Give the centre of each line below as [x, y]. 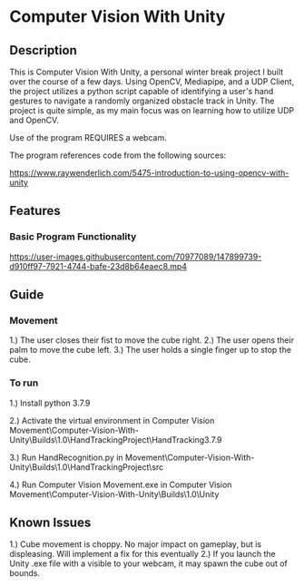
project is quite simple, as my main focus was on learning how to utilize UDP [152, 110]
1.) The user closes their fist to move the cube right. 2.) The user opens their [152, 340]
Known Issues [50, 523]
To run [24, 383]
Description [43, 50]
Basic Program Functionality [73, 237]
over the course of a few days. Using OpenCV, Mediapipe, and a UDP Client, [152, 82]
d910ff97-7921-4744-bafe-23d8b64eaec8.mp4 [98, 266]
